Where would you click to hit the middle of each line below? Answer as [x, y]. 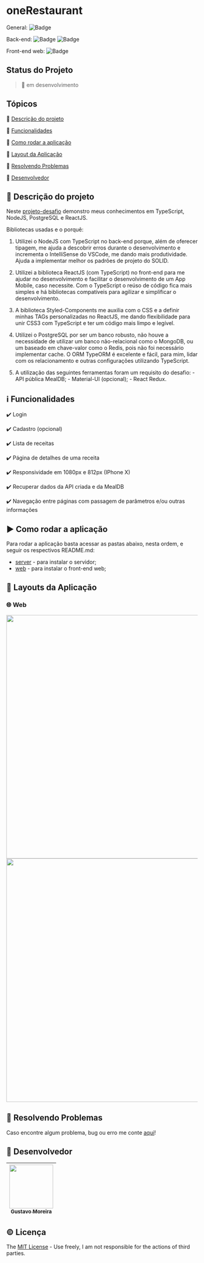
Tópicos [22, 104]
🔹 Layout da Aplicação [34, 154]
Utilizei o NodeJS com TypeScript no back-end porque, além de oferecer [106, 242]
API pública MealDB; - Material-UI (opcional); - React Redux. [91, 379]
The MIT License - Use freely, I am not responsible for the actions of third [98, 1247]
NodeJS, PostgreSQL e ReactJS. [47, 218]
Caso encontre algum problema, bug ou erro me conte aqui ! [81, 1132]
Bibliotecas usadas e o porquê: [45, 229]
